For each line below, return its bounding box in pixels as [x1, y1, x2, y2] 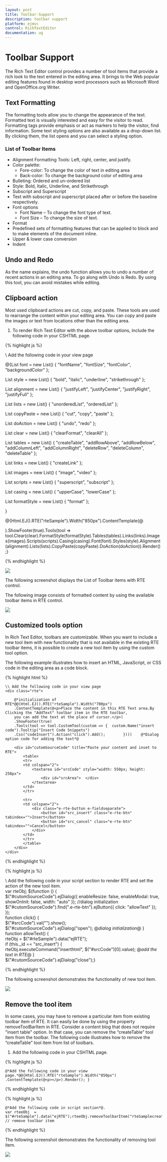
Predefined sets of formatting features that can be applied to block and [12, 225, 158, 231]
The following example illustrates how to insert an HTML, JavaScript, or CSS [5, 660, 162, 666]
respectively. [12, 199, 39, 205]
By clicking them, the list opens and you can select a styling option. [5, 133, 143, 139]
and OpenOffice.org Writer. [5, 84, 61, 90]
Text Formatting [5, 99, 56, 107]
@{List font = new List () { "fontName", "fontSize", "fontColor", [5, 361, 131, 367]
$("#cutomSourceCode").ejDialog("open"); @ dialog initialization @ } [5, 925, 145, 931]
